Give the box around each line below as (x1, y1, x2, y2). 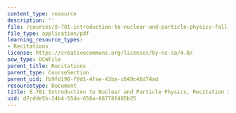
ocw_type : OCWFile (7, 56, 61, 63)
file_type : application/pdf (7, 29, 90, 37)
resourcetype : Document (7, 82, 77, 89)
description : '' (7, 17, 55, 24)
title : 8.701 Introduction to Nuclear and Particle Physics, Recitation (7, 88, 225, 95)
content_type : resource (7, 10, 77, 18)
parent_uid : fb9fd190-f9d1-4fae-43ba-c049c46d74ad (7, 75, 159, 83)
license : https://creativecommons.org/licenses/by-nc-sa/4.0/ (7, 50, 193, 57)
